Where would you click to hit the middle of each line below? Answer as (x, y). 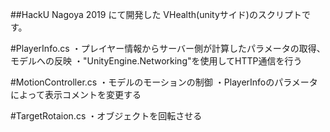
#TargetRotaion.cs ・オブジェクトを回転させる (106, 116)
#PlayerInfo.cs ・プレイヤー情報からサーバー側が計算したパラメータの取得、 (168, 48)
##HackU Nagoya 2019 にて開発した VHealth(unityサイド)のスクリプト (156, 14)
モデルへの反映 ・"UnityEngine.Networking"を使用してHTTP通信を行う (156, 61)
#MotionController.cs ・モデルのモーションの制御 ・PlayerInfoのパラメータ (164, 82)
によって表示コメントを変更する (76, 94)
